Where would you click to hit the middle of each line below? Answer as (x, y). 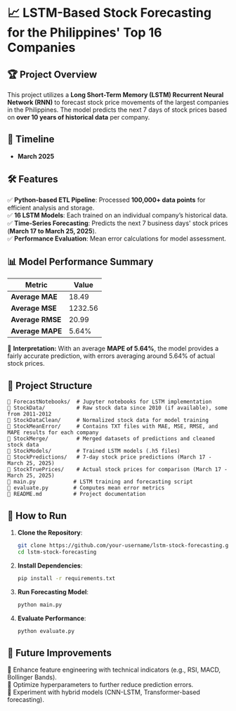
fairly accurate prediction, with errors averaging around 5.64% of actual (111, 356)
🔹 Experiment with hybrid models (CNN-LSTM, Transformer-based (104, 692)
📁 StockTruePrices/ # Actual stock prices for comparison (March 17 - (118, 470)
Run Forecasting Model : (53, 591)
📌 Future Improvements (60, 653)
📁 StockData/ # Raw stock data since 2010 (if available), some (118, 408)
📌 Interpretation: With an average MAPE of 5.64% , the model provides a (113, 349)
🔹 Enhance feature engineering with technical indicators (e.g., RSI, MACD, (114, 670)
